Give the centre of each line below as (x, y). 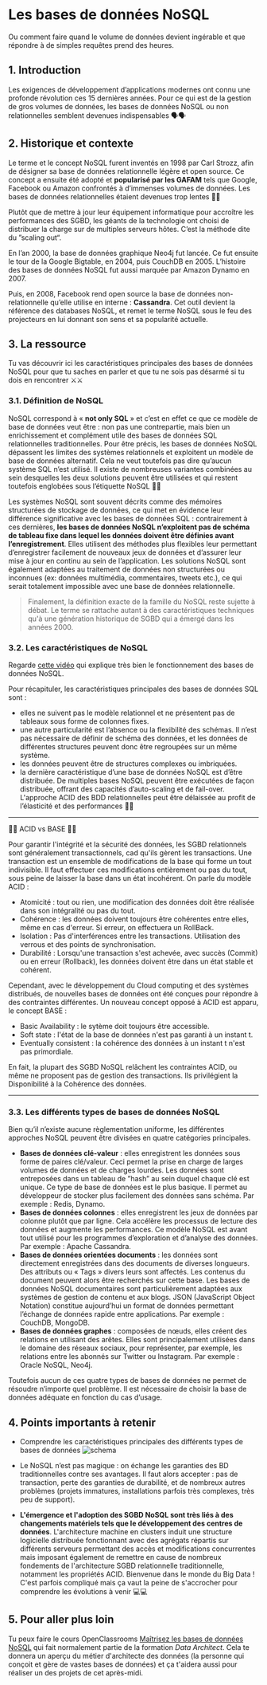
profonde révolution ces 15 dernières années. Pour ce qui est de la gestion (130, 98)
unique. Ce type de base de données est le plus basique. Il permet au (133, 1187)
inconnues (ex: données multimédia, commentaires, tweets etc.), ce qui (125, 577)
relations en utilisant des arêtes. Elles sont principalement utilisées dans (137, 1340)
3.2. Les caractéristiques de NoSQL (78, 647)
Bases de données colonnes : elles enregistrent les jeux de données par (139, 1212)
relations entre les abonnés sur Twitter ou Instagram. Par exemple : (130, 1357)
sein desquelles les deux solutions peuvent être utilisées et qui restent (123, 477)
